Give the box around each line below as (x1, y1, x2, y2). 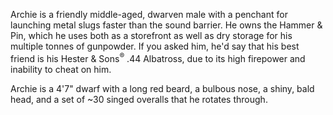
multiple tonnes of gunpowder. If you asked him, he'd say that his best (10, 40, 300, 52)
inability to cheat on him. (10, 63, 112, 75)
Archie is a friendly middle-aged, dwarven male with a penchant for (10, 9, 288, 20)
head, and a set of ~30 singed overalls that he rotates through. (10, 93, 268, 105)
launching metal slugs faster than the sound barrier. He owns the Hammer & (10, 19, 323, 31)
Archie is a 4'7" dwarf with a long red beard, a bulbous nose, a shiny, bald (10, 82, 315, 94)
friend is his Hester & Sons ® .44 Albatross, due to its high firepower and (10, 51, 306, 64)
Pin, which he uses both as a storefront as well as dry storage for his (10, 30, 293, 41)
